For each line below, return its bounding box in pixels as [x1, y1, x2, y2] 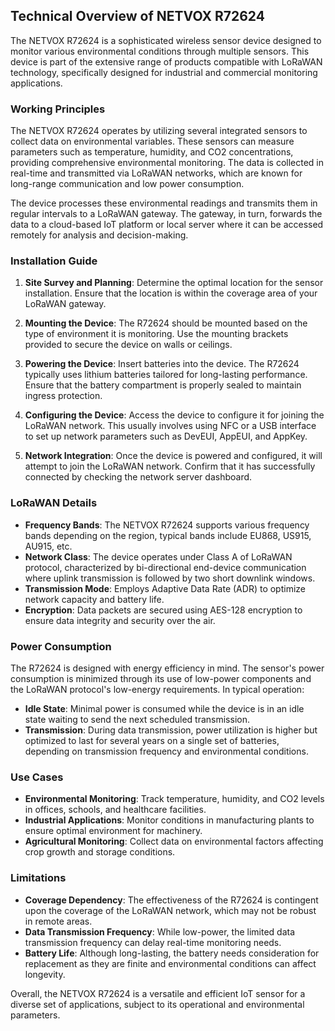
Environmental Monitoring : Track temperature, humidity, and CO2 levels [24, 793, 325, 805]
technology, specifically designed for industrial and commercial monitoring [10, 66, 318, 78]
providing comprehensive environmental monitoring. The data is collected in [10, 157, 324, 169]
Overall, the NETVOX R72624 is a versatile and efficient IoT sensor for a [10, 987, 306, 999]
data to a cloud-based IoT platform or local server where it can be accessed [10, 219, 324, 231]
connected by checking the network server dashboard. [24, 471, 253, 483]
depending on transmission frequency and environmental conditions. [24, 745, 309, 757]
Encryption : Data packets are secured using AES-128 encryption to [24, 604, 303, 616]
